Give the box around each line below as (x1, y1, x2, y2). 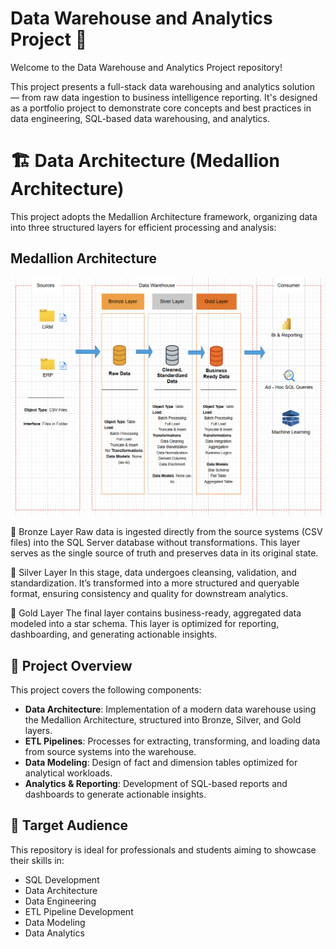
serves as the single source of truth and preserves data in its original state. (10, 547, 319, 559)
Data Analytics (24, 927, 85, 939)
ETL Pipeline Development (24, 905, 134, 917)
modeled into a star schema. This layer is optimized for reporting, (10, 618, 280, 630)
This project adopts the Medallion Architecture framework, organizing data (10, 210, 318, 222)
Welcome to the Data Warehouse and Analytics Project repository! (10, 61, 283, 73)
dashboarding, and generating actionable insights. (10, 628, 218, 641)
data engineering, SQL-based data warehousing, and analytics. (10, 112, 270, 124)
